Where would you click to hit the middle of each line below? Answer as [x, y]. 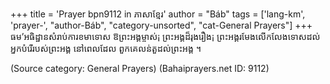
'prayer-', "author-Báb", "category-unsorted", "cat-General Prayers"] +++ [161, 25]
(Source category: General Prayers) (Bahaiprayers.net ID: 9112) [140, 68]
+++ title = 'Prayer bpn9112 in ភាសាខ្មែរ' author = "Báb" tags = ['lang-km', [158, 14]
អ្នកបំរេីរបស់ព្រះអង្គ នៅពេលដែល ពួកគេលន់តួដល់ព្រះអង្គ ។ [106, 48]
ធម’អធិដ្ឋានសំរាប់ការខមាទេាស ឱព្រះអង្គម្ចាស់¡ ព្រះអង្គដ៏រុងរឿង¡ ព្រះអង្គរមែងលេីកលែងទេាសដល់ [165, 36]
